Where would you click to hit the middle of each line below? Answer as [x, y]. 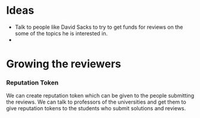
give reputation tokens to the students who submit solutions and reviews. [96, 108]
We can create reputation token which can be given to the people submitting [100, 96]
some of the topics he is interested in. [61, 33]
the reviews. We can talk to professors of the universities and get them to [96, 102]
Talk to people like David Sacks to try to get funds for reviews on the [99, 27]
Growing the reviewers [64, 64]
